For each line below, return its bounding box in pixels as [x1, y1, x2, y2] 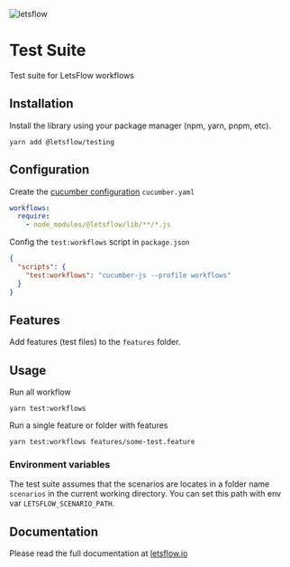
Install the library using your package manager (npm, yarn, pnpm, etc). [9, 120, 272, 131]
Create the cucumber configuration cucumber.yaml [9, 186, 195, 197]
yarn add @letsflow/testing [9, 137, 115, 146]
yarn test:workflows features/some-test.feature [9, 438, 195, 447]
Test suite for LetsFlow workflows [9, 70, 135, 80]
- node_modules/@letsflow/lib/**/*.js [25, 220, 171, 229]
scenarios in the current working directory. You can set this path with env [9, 488, 282, 499]
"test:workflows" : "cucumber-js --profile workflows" [25, 271, 231, 280]
